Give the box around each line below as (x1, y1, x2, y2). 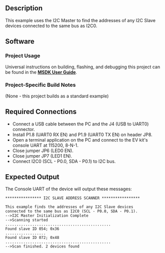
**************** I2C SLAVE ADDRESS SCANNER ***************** (5, 196, 140, 201)
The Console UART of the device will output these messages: (5, 186, 132, 192)
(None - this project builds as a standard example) (5, 93, 109, 99)
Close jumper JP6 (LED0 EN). (12, 148, 74, 154)
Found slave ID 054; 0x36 (5, 226, 59, 231)
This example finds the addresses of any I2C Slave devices (5, 204, 134, 210)
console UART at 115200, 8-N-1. (12, 142, 79, 148)
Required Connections (5, 107, 77, 116)
